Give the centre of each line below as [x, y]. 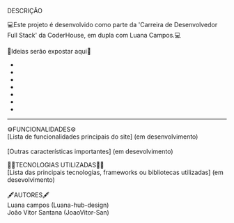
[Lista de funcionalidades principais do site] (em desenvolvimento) [103, 137]
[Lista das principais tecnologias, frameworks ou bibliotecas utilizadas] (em [116, 172]
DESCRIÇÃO [25, 11]
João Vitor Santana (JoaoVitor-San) [58, 212]
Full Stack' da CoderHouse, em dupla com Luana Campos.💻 [94, 35]
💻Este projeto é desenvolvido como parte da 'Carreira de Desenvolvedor [112, 25]
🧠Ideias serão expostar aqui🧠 [49, 51]
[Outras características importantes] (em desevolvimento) [90, 151]
